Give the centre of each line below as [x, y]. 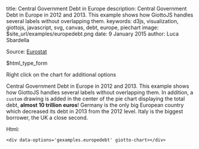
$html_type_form [27, 63]
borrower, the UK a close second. [47, 118]
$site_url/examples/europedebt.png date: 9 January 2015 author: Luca [93, 34]
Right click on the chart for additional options [61, 74]
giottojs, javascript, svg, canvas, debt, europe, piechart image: [83, 27]
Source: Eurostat [27, 52]
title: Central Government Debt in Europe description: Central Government [97, 9]
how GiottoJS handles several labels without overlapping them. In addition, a [100, 92]
